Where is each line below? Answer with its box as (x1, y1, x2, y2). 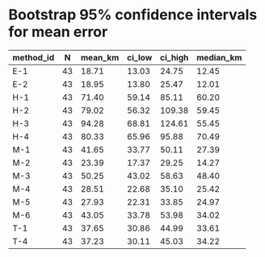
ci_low (126, 52, 153, 63)
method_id (12, 52, 55, 63)
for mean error (8, 23, 108, 41)
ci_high (160, 52, 189, 63)
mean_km (80, 52, 120, 63)
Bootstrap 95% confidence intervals (8, 6, 258, 24)
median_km (196, 52, 242, 63)
